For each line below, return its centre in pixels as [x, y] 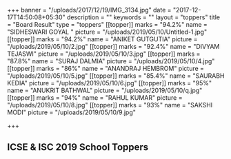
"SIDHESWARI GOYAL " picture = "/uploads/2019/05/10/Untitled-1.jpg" [107, 32]
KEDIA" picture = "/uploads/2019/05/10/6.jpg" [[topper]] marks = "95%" [110, 83]
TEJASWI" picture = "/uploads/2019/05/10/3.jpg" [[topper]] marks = [104, 54]
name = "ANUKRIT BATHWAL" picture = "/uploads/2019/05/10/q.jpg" [105, 90]
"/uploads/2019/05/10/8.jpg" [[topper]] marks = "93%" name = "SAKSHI [110, 105]
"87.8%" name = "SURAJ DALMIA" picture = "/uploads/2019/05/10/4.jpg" [111, 61]
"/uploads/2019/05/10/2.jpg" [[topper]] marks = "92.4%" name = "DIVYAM [113, 46]
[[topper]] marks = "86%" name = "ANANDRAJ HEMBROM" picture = [106, 68]
